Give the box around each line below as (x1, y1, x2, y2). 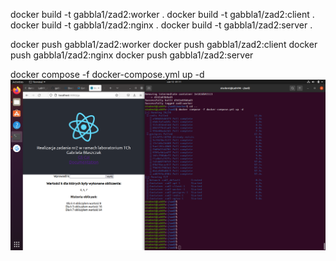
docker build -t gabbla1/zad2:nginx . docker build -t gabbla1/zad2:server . (10, 19, 313, 31)
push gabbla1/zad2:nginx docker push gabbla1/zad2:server (10, 49, 254, 61)
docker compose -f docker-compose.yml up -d (10, 69, 205, 80)
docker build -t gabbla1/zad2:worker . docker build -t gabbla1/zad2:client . (10, 9, 315, 20)
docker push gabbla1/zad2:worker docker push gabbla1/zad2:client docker (10, 39, 318, 50)
